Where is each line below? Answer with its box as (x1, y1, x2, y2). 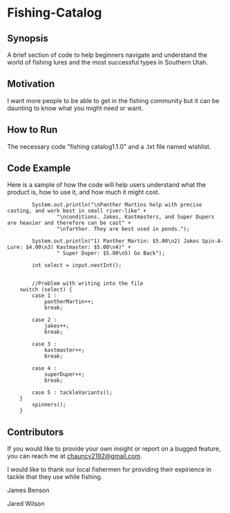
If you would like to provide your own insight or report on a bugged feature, (7, 444, 221, 453)
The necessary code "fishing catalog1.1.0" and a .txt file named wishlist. (7, 142, 211, 150)
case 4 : (32, 365, 57, 372)
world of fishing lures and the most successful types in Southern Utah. (7, 58, 209, 66)
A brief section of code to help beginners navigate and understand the (7, 51, 208, 59)
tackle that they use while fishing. (7, 473, 103, 481)
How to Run (7, 124, 58, 136)
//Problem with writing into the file (32, 280, 144, 287)
